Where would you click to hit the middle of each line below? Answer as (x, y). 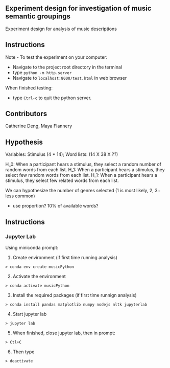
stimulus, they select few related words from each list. (62, 180)
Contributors (26, 114)
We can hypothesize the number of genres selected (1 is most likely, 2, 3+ (83, 191)
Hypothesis (24, 142)
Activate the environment (39, 276)
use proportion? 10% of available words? (55, 206)
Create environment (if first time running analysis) (65, 257)
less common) (20, 196)
